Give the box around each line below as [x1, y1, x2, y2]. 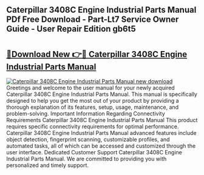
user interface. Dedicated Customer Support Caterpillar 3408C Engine [6, 149, 182, 156]
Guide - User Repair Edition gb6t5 [6, 24, 136, 34]
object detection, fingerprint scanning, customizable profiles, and [6, 136, 170, 143]
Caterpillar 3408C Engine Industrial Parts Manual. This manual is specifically [6, 91, 197, 98]
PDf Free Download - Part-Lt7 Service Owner [6, 15, 179, 25]
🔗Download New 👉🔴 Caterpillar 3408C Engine [6, 49, 187, 60]
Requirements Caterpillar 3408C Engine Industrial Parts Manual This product [6, 117, 198, 123]
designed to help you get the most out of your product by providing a [6, 97, 179, 104]
